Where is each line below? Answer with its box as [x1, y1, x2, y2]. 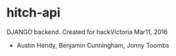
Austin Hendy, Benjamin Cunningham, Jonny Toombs [16, 41, 170, 49]
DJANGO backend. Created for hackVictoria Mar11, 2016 [6, 28, 168, 36]
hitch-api [6, 5, 61, 21]
